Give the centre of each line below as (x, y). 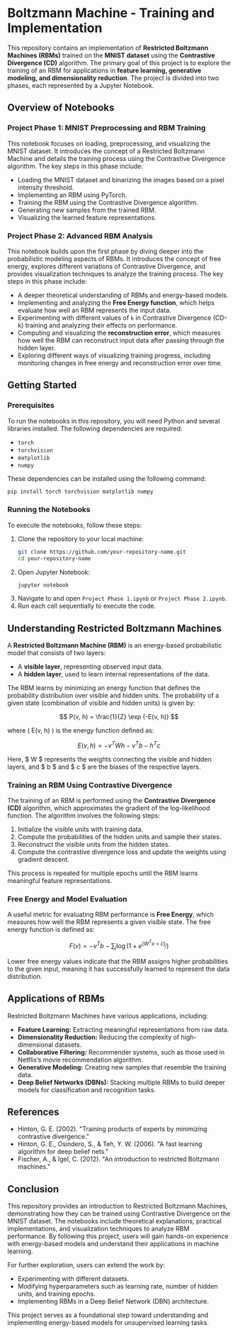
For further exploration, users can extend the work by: (86, 1265)
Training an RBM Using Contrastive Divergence (90, 785)
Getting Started (42, 385)
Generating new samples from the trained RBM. (87, 210)
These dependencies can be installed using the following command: (107, 478)
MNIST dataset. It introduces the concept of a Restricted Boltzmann (106, 151)
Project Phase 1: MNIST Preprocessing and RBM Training (107, 128)
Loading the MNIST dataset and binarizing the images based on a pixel (121, 179)
